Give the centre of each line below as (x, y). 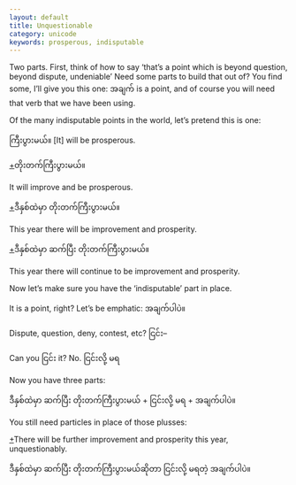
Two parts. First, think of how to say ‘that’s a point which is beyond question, (148, 67)
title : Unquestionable (51, 26)
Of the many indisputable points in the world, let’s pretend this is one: (135, 120)
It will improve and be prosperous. (71, 188)
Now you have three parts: (57, 381)
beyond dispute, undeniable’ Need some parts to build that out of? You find (146, 77)
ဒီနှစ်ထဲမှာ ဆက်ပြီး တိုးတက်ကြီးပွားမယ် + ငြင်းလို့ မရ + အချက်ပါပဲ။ (122, 400)
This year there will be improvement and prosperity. (103, 229)
